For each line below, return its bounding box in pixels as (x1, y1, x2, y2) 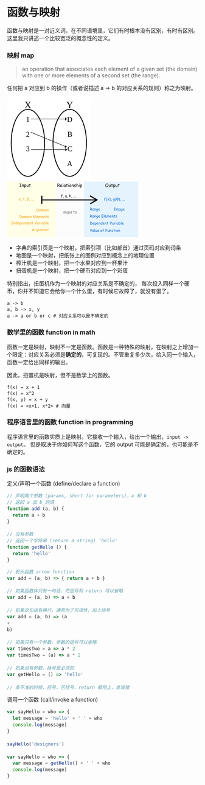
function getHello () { (7, 544, 68, 551)
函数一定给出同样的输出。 (7, 358, 71, 366)
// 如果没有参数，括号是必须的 (7, 665, 75, 671)
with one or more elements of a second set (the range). (21, 72, 161, 79)
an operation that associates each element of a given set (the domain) (21, 65, 198, 73)
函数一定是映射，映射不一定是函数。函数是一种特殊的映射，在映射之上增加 (7, 343, 193, 351)
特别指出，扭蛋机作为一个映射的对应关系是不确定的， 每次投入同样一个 (7, 280, 184, 287)
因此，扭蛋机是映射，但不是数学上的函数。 (7, 371, 114, 379)
